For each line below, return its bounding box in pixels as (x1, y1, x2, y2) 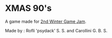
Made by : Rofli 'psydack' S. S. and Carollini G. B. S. (5, 28, 108, 33)
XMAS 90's (5, 3, 52, 14)
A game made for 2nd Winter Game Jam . (5, 19, 87, 24)
